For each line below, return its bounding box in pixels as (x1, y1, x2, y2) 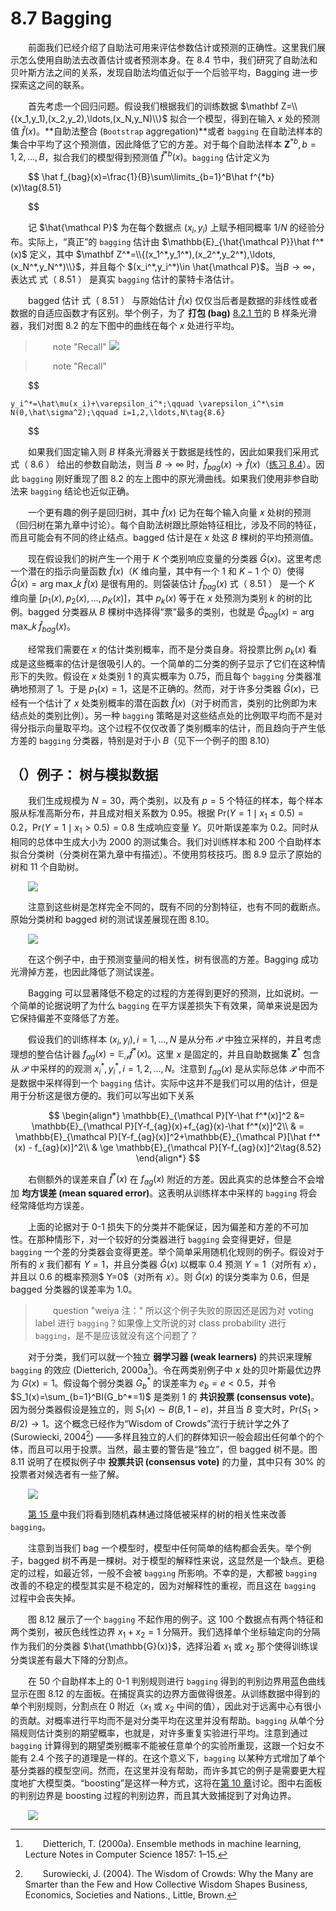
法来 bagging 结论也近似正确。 (10, 485, 135, 497)
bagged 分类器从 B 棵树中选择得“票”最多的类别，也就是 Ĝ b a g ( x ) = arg (27, 606, 315, 621)
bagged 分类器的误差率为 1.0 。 (10, 1283, 138, 1296)
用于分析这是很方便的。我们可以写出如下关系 (10, 1089, 195, 1101)
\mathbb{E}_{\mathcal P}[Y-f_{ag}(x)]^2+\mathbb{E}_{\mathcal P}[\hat (14, 1130, 307, 1142)
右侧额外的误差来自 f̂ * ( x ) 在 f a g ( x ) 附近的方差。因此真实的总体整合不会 (28, 1171, 317, 1187)
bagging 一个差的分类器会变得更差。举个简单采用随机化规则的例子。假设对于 (10, 1246, 325, 1258)
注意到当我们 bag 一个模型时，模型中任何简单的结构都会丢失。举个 (28, 1542, 303, 1554)
